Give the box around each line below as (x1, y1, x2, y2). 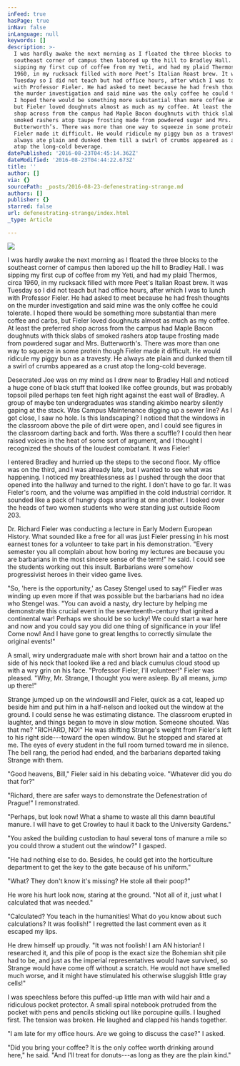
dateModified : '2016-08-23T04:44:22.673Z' (7, 156, 136, 164)
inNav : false (7, 24, 46, 31)
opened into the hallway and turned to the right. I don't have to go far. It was (7, 480, 231, 489)
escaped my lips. (7, 927, 58, 935)
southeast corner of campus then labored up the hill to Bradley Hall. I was (7, 263, 224, 271)
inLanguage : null (7, 30, 59, 38)
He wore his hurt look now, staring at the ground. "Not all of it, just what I (7, 890, 221, 899)
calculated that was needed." (7, 897, 94, 907)
